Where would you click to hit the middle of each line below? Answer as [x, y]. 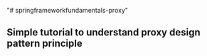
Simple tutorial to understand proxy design [103, 32]
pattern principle [44, 44]
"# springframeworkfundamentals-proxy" [68, 10]
